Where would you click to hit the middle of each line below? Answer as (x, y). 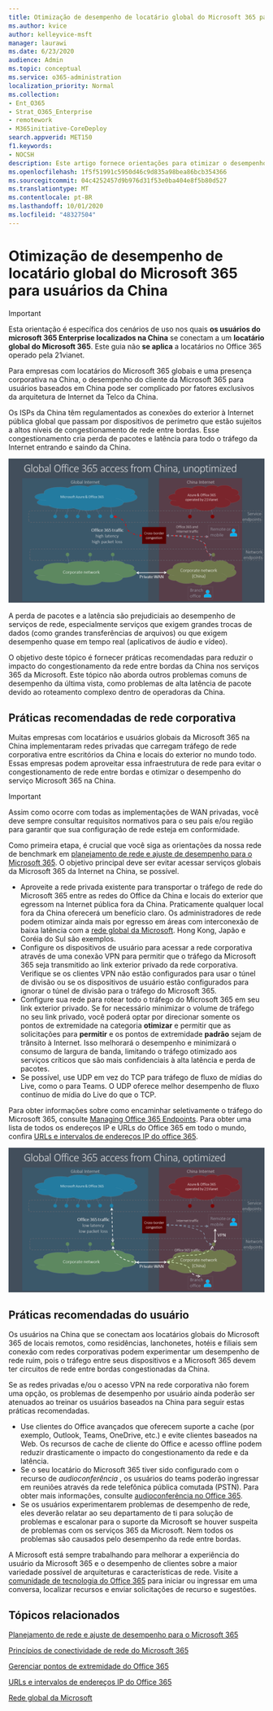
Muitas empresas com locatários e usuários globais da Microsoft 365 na (129, 737)
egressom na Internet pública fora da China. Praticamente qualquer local (142, 904)
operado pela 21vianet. (47, 355)
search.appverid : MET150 (50, 138)
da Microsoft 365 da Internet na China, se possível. (94, 871)
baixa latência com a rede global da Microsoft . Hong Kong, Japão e (133, 930)
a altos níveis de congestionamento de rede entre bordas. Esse (114, 430)
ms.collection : (34, 94)
